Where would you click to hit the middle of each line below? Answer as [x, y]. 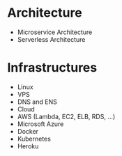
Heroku [28, 146]
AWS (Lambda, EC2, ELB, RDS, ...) [66, 116]
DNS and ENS [37, 102]
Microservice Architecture [55, 32]
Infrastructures [52, 68]
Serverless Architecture [51, 39]
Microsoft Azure [40, 124]
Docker [28, 131]
